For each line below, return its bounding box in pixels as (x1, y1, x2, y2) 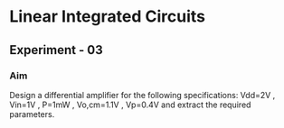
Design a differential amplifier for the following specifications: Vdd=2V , (9, 89, 276, 100)
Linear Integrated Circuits (9, 6, 206, 27)
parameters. (9, 108, 55, 119)
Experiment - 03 (9, 42, 103, 58)
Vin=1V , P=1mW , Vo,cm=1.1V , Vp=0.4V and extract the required (9, 99, 251, 110)
